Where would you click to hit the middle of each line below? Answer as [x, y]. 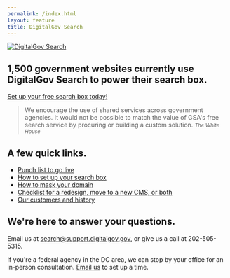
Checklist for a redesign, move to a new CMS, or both [95, 192]
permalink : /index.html [42, 14]
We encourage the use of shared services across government [114, 110]
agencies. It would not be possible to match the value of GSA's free [122, 118]
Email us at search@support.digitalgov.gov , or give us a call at [97, 238]
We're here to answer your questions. [91, 222]
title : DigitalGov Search [45, 27]
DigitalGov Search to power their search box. [107, 79]
